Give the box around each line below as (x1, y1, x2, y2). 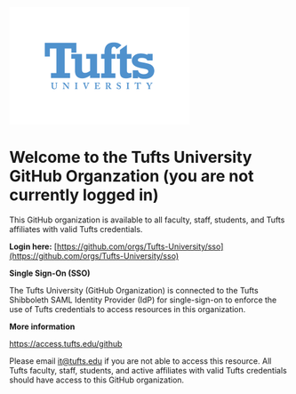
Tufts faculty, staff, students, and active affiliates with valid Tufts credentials (9, 365, 287, 375)
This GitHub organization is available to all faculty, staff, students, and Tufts (9, 214, 285, 225)
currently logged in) (9, 185, 159, 205)
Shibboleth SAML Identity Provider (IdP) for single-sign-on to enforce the (9, 294, 277, 305)
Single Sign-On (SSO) (9, 268, 91, 278)
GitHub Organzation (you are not (9, 166, 254, 187)
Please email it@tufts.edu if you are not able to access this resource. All (9, 355, 272, 366)
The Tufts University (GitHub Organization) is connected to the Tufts (9, 285, 260, 295)
